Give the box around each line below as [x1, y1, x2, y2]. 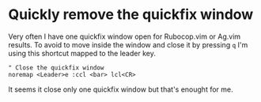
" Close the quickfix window [8, 63, 104, 72]
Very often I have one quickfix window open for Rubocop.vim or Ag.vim [8, 32, 241, 41]
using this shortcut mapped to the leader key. [8, 48, 156, 58]
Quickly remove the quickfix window [8, 6, 254, 24]
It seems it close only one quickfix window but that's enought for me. [8, 85, 233, 94]
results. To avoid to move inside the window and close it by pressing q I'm [8, 40, 248, 49]
